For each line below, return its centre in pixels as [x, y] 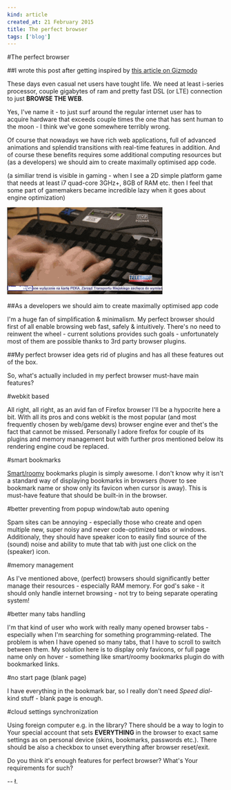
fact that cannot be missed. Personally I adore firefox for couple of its [106, 432]
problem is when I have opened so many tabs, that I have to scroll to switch [114, 642]
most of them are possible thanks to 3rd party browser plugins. [97, 341]
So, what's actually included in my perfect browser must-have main [103, 376]
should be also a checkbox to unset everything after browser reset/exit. [109, 747]
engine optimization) [36, 198]
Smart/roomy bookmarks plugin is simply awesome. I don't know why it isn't [115, 474]
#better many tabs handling [47, 614]
